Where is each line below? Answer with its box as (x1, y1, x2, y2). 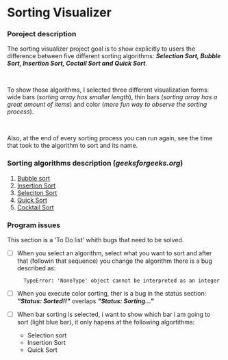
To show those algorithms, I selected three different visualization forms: (7, 86, 210, 94)
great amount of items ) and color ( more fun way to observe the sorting (7, 101, 207, 109)
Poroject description (7, 29, 77, 39)
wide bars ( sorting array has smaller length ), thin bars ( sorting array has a (7, 93, 218, 101)
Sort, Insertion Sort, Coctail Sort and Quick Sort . (7, 60, 147, 68)
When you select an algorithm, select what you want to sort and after (16, 249, 212, 257)
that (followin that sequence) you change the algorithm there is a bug (16, 257, 212, 265)
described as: (16, 264, 56, 272)
